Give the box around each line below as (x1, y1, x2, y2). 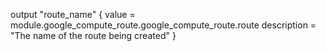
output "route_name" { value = (10, 9, 136, 20)
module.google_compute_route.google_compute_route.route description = (10, 19, 317, 31)
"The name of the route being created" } (10, 30, 177, 41)
